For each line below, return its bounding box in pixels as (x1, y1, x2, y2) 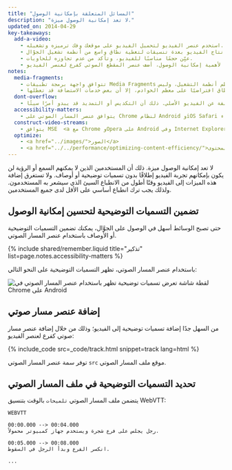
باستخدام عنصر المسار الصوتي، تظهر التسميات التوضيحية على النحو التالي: (8, 265, 197, 273)
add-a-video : (14, 36, 52, 43)
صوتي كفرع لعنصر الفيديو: (8, 331, 74, 340)
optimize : (14, 132, 42, 139)
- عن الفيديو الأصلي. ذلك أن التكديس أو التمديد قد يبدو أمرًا (20, 100, 215, 107)
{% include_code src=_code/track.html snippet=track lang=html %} (8, 345, 200, 353)
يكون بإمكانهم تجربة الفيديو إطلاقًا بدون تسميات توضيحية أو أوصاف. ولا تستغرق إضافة (8, 171, 224, 179)
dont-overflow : (14, 94, 58, 101)
